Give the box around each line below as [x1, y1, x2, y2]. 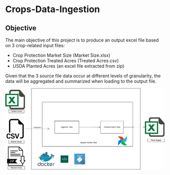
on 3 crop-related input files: [5, 42, 65, 49]
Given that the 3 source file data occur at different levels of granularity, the [5, 73, 161, 79]
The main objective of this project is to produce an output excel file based [5, 37, 159, 43]
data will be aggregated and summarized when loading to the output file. [5, 78, 157, 84]
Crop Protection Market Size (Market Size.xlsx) [12, 52, 110, 58]
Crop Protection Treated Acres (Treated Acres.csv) [12, 58, 119, 64]
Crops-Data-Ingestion [5, 4, 100, 15]
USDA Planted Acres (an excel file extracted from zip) [12, 63, 125, 69]
